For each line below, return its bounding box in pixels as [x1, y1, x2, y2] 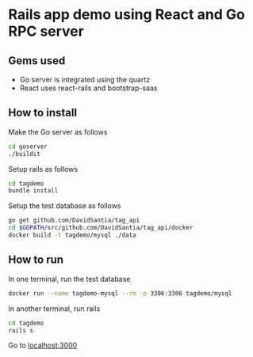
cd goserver [8, 142, 48, 150]
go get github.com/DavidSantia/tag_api [8, 216, 140, 225]
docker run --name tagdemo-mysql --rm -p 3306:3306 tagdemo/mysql [8, 289, 232, 298]
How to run [8, 253, 64, 267]
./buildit [8, 150, 41, 158]
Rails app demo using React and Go [8, 6, 246, 24]
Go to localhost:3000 [8, 340, 78, 350]
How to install [8, 106, 78, 120]
